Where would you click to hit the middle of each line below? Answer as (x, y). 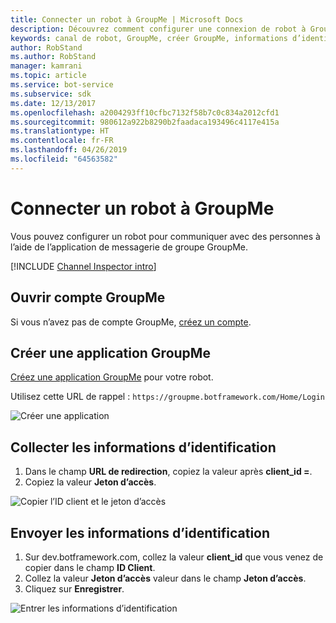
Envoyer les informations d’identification (140, 532)
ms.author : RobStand (53, 57)
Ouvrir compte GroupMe (88, 297)
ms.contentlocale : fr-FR (62, 141)
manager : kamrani (46, 66)
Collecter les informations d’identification (143, 447)
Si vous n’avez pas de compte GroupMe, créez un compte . (131, 322)
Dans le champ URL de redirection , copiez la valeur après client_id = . (168, 472)
